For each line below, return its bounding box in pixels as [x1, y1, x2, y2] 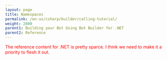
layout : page [5, 7, 32, 12]
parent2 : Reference [5, 30, 46, 35]
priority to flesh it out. [5, 49, 50, 55]
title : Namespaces [5, 12, 43, 17]
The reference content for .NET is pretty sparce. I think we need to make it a [5, 44, 162, 50]
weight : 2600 [5, 21, 32, 26]
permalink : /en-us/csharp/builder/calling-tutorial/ [5, 16, 117, 21]
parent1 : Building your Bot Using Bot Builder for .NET [5, 26, 124, 31]
